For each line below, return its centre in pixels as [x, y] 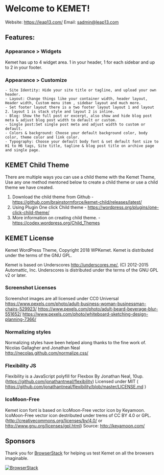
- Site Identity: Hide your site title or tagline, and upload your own [81, 90]
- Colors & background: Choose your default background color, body [76, 133]
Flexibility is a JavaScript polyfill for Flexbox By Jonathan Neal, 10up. [74, 376]
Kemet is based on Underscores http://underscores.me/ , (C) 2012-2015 [77, 264]
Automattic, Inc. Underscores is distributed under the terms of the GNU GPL [82, 270]
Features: [20, 37]
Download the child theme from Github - [53, 197]
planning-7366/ [21, 319]
